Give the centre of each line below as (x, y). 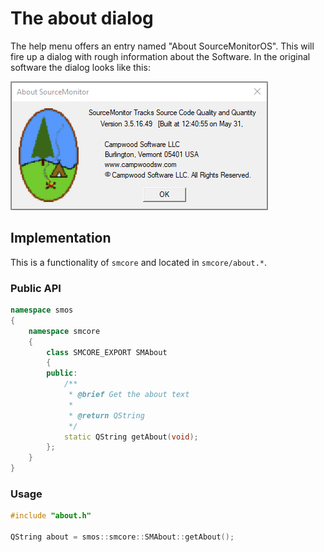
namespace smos (42, 310)
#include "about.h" (51, 516)
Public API (36, 288)
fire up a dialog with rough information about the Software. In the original (160, 56)
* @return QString (106, 415)
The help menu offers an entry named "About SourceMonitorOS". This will (162, 46)
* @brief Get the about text (129, 395)
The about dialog (82, 18)
